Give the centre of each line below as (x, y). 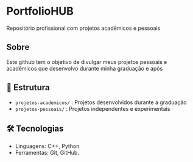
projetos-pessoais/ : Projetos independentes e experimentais (93, 108)
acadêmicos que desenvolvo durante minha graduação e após (85, 68)
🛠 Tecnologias (35, 128)
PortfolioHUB (40, 11)
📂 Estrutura (28, 87)
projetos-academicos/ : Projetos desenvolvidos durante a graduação (101, 102)
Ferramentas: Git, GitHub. (47, 153)
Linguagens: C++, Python (47, 146)
